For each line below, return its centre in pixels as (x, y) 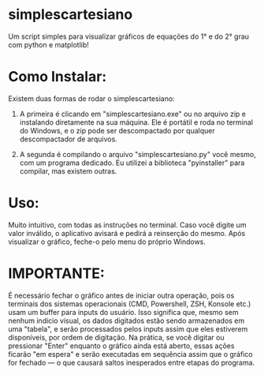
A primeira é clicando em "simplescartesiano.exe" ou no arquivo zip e (133, 114)
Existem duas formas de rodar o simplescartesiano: (91, 98)
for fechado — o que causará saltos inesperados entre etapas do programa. (132, 362)
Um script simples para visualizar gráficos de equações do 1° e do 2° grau (129, 36)
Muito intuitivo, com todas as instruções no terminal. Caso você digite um (127, 225)
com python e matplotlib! (48, 44)
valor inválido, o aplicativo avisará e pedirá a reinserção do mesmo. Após (127, 233)
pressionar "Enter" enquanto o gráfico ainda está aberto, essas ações (121, 346)
